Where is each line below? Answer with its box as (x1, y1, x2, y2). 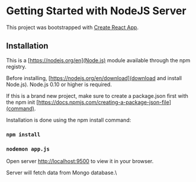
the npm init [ (6, 98, 38, 106)
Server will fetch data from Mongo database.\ (6, 169, 117, 176)
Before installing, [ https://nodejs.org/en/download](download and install (6, 74, 182, 81)
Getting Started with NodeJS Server (6, 4, 187, 18)
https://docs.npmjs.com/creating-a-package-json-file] (38, 98, 172, 106)
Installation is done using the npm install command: (6, 116, 131, 123)
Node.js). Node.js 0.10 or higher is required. (6, 81, 113, 88)
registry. (6, 63, 27, 70)
